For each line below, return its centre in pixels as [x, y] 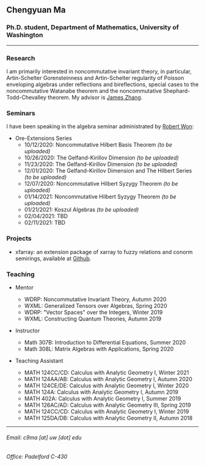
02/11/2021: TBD [45, 223]
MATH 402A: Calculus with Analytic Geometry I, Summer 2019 [103, 398]
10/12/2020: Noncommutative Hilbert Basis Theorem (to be [98, 145]
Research [21, 58]
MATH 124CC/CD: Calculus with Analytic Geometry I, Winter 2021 [106, 373]
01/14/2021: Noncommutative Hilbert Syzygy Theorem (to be [100, 197]
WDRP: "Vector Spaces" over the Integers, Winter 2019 [93, 312]
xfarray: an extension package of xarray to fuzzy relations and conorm [104, 252]
